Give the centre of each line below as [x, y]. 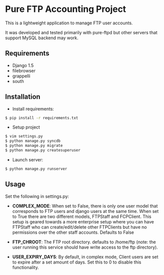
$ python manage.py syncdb [33, 141]
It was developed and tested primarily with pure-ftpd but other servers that [81, 32]
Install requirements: [33, 109]
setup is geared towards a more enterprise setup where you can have [83, 221]
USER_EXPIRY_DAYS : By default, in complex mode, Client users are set [85, 257]
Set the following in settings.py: [37, 196]
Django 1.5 [23, 65]
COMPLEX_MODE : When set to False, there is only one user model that [85, 206]
